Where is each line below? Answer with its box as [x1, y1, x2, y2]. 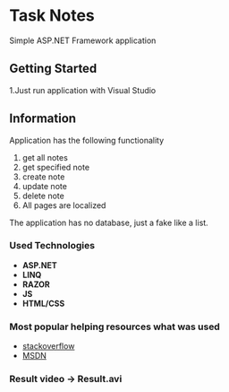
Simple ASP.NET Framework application [9, 35, 157, 46]
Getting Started [9, 61, 98, 76]
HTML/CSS [21, 298, 65, 309]
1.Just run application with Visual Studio [9, 84, 157, 95]
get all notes [21, 152, 69, 162]
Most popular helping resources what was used [9, 320, 221, 333]
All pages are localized [21, 199, 106, 211]
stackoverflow [21, 341, 75, 352]
